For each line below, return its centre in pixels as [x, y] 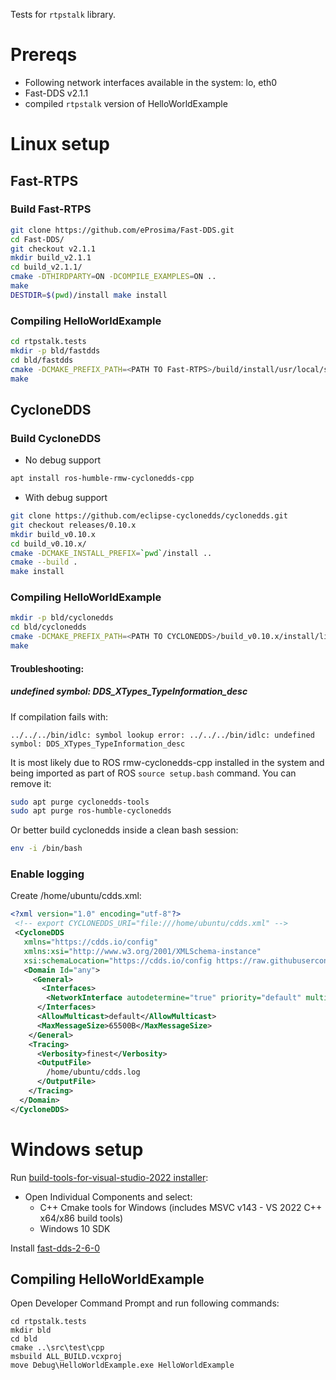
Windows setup [77, 1149]
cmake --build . [44, 562]
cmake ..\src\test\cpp [57, 1348]
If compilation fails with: [59, 716]
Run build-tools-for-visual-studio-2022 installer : [109, 1177]
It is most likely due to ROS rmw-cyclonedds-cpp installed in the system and [167, 762]
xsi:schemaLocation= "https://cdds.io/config [118, 960]
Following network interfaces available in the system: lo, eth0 [151, 82]
